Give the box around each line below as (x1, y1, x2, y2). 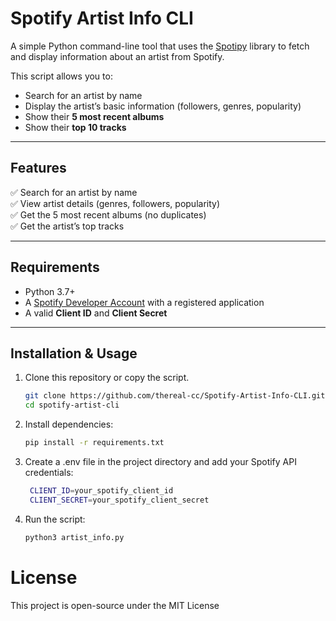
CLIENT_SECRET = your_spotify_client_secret (29, 495, 210, 505)
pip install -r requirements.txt (24, 438, 165, 448)
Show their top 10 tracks (24, 121, 127, 133)
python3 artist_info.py (24, 532, 125, 542)
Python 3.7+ (24, 285, 76, 297)
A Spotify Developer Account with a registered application (24, 296, 265, 308)
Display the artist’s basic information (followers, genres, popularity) (24, 100, 302, 112)
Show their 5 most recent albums (24, 110, 165, 122)
